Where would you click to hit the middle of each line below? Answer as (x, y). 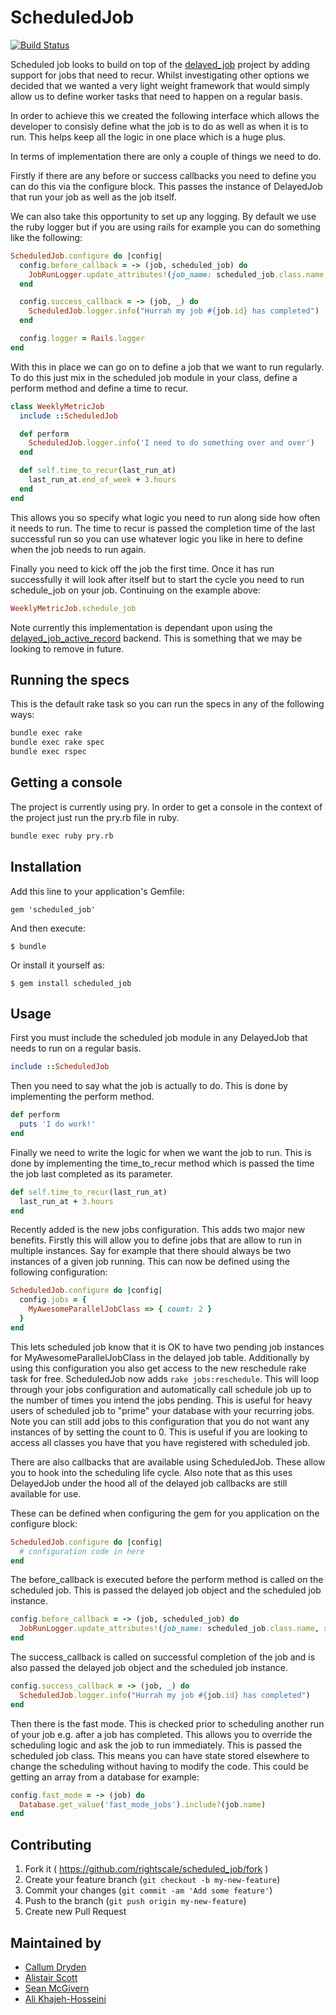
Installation (46, 867)
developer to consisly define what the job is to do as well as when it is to (159, 126)
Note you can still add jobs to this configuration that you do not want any (160, 1421)
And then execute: (48, 928)
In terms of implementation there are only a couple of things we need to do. (166, 156)
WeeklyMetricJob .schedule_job (73, 608)
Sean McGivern (57, 1988)
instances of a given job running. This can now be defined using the (150, 1262)
